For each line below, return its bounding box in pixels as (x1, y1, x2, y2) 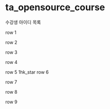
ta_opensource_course (5, 2, 105, 13)
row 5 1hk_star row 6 (5, 69, 49, 75)
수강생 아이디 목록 (5, 19, 41, 25)
